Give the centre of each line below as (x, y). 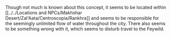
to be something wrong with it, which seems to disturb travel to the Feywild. (85, 29)
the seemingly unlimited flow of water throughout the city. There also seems (86, 23)
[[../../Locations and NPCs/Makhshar (44, 13)
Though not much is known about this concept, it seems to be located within (86, 7)
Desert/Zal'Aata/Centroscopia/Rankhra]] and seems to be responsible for (82, 18)
